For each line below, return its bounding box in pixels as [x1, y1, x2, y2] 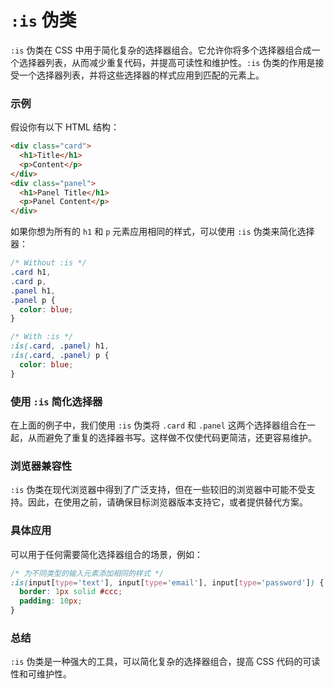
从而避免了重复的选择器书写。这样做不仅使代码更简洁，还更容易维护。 [27, 432, 317, 444]
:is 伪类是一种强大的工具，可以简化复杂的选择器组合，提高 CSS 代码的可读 [10, 656, 321, 668]
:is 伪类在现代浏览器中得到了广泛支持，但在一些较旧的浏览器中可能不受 [10, 484, 307, 496]
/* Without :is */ [10, 258, 87, 268]
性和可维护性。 [10, 668, 72, 680]
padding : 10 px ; [19, 596, 83, 606]
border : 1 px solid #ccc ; [19, 587, 123, 597]
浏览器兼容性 [10, 459, 73, 473]
